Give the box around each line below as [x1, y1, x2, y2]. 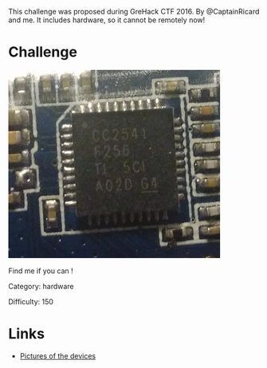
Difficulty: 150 [8, 296, 54, 306]
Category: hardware [8, 281, 74, 291]
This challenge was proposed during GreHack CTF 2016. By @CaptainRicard [8, 7, 260, 16]
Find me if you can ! [8, 266, 73, 276]
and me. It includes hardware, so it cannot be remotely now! [8, 15, 206, 25]
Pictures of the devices [19, 350, 96, 361]
